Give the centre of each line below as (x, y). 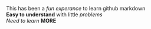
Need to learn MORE (31, 21)
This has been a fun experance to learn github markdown (76, 8)
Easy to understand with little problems (54, 14)
